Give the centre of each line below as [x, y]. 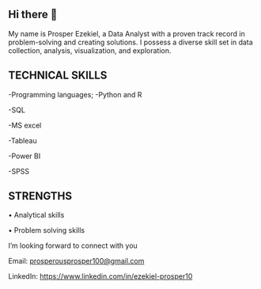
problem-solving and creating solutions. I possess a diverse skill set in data [130, 42]
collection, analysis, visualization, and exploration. [90, 50]
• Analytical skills [36, 215]
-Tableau [23, 140]
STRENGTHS [40, 196]
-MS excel [25, 125]
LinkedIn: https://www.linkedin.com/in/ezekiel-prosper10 [100, 276]
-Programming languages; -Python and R [75, 94]
